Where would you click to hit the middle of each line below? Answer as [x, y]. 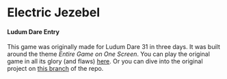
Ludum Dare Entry [34, 31]
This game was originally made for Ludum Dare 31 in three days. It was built [114, 47]
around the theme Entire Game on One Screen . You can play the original [109, 54]
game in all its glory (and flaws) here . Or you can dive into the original [105, 61]
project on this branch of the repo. [55, 69]
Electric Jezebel [54, 13]
